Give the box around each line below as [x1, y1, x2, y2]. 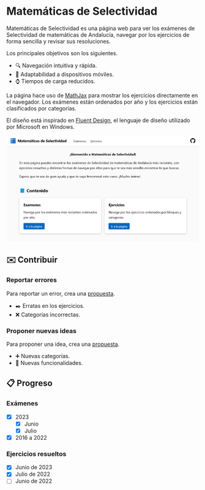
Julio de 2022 [15, 470, 51, 478]
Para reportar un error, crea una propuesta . [6, 289, 115, 297]
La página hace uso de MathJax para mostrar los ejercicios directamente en [6, 91, 198, 99]
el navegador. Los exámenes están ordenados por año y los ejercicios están [6, 98, 198, 105]
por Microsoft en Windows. [6, 123, 75, 130]
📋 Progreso [6, 378, 53, 388]
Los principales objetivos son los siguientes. [6, 49, 118, 56]
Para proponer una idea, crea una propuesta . [6, 340, 120, 348]
